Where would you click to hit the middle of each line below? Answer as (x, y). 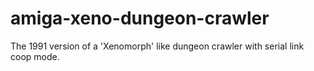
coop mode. (35, 56)
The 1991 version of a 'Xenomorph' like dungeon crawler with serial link (157, 46)
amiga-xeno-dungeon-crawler (140, 18)
